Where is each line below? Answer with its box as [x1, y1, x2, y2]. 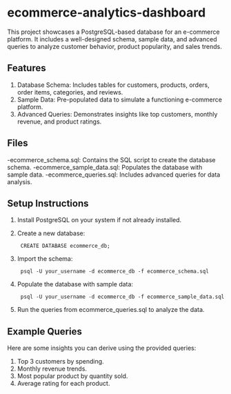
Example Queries [7, 326, 83, 337]
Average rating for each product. [17, 380, 110, 388]
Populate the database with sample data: [17, 280, 133, 288]
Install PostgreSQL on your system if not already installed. [17, 216, 182, 224]
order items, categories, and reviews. [17, 88, 123, 96]
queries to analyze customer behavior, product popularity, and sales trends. [7, 42, 222, 50]
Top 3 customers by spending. [17, 357, 105, 366]
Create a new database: [17, 229, 86, 237]
